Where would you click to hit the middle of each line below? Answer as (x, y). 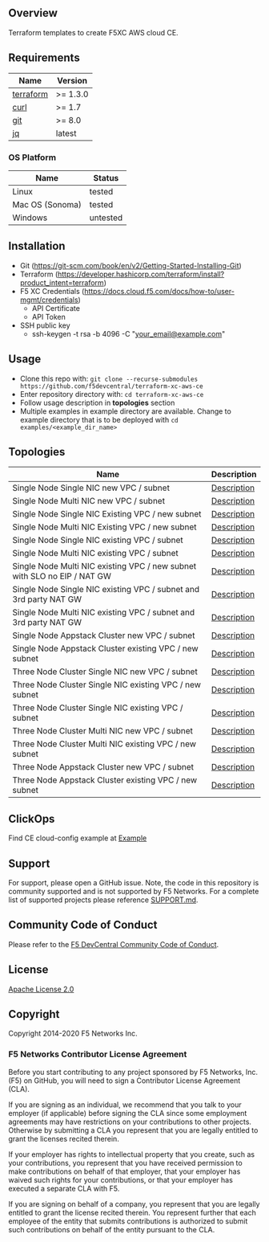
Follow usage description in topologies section (97, 402)
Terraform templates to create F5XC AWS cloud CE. (93, 32)
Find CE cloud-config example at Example (78, 838)
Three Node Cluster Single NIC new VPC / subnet (105, 672)
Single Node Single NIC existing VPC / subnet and (106, 590)
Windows (30, 218)
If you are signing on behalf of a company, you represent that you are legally (134, 1203)
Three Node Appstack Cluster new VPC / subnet (103, 767)
